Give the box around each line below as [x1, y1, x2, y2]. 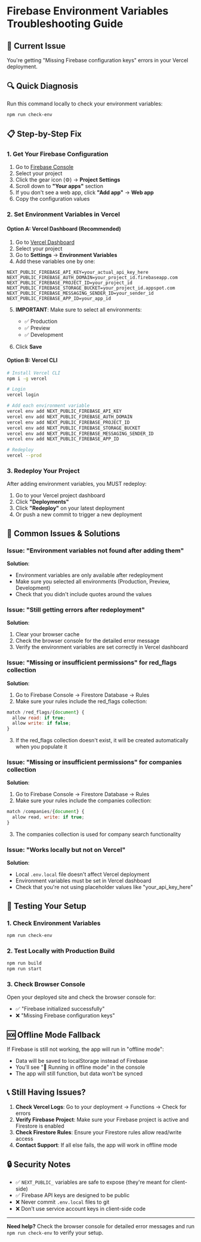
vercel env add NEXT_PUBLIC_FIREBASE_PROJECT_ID [7, 419, 130, 425]
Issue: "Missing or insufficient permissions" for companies [7, 758, 183, 766]
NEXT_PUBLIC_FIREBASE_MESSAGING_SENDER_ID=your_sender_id [7, 290, 154, 296]
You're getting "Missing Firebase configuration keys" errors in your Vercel [7, 57, 188, 64]
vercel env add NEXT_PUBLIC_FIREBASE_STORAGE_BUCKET [7, 425, 141, 431]
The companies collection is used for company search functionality [15, 831, 181, 838]
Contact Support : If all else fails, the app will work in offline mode [15, 1141, 178, 1149]
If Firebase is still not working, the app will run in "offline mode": [7, 1045, 165, 1053]
